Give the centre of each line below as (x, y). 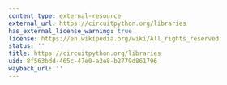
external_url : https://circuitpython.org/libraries (97, 23)
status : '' (27, 46)
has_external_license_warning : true (70, 31)
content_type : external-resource (65, 16)
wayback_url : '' (36, 69)
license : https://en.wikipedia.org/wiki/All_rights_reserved (114, 38)
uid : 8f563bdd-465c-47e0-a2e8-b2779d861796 (83, 62)
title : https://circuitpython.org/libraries (85, 53)
